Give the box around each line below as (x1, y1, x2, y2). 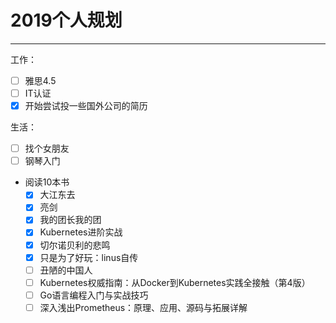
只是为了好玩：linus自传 (39, 251, 139, 263)
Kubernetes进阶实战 (39, 226, 123, 238)
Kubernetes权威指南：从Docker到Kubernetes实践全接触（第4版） (39, 276, 311, 288)
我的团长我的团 (39, 214, 102, 226)
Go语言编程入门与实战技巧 (39, 289, 149, 301)
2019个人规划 (10, 9, 123, 32)
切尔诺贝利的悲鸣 (39, 239, 111, 251)
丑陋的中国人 (39, 264, 93, 276)
